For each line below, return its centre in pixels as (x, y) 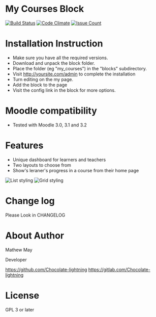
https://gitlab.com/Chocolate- (119, 269)
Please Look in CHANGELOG (35, 215)
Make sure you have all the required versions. (60, 58)
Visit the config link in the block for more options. (64, 90)
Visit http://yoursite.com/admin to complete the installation (74, 74)
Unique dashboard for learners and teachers (59, 160)
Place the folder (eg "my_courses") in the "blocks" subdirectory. (80, 68)
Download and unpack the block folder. (54, 63)
